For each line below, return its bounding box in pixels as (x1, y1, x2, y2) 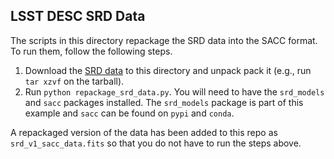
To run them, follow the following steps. (10, 45, 173, 57)
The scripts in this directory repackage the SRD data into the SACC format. (10, 34, 318, 46)
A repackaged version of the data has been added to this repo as (10, 126, 278, 138)
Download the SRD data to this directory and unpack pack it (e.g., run (24, 64, 312, 76)
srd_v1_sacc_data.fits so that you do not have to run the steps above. (10, 137, 302, 149)
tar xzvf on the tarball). (24, 75, 125, 87)
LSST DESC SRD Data (10, 8, 146, 25)
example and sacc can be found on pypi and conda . (24, 107, 235, 119)
